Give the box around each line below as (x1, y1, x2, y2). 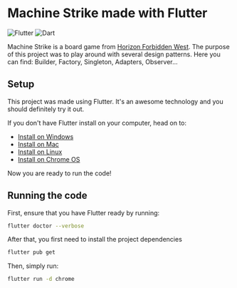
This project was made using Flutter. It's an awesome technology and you (7, 97, 224, 106)
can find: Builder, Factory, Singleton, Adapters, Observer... (7, 57, 178, 66)
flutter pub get (7, 249, 56, 256)
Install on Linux (17, 148, 63, 156)
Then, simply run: (7, 262, 59, 270)
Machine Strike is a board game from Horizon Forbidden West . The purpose (7, 42, 230, 51)
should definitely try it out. (7, 105, 85, 113)
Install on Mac (17, 140, 59, 148)
